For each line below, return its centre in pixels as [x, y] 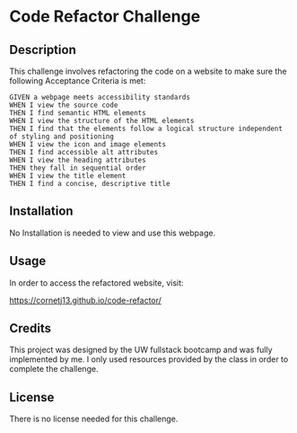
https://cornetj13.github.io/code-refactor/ [85, 300]
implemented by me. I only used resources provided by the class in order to [149, 359]
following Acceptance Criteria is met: [78, 81]
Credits [31, 328]
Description [43, 50]
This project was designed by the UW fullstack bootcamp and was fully [141, 350]
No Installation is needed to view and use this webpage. [113, 233]
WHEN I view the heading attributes [78, 160]
